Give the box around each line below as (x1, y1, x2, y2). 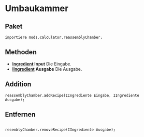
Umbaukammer (5, 3, 69, 14)
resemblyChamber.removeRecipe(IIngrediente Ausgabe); (5, 127, 116, 132)
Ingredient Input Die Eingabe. (12, 61, 72, 67)
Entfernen (5, 110, 36, 119)
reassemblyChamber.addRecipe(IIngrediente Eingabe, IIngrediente (5, 93, 139, 98)
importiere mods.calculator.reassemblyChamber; (5, 35, 103, 40)
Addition (5, 80, 31, 89)
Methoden (5, 48, 37, 56)
